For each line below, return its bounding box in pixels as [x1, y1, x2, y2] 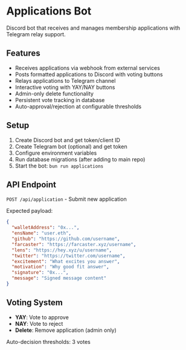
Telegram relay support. [6, 30, 66, 37]
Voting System [6, 297, 63, 308]
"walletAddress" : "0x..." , [11, 225, 80, 231]
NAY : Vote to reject [14, 320, 63, 327]
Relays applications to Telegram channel [14, 77, 116, 84]
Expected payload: [6, 207, 53, 215]
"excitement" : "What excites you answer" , [11, 258, 120, 264]
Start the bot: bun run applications [14, 162, 104, 169]
